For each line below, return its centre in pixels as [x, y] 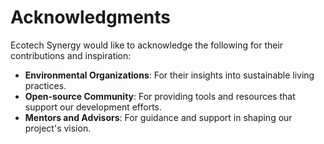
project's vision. [58, 128]
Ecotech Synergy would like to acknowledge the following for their [147, 45]
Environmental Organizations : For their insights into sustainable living [169, 75]
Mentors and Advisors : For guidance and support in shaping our [158, 117]
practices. [45, 85]
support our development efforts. [93, 107]
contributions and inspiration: [71, 55]
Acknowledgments [91, 17]
